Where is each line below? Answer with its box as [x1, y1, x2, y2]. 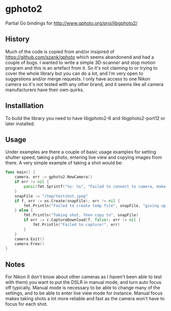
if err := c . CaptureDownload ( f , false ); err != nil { [24, 217, 141, 223]
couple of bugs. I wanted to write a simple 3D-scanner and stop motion [5, 59, 156, 66]
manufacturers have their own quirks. [5, 87, 84, 93]
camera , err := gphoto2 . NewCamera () [14, 175, 93, 180]
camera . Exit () [14, 236, 45, 241]
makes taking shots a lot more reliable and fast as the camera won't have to [5, 296, 165, 302]
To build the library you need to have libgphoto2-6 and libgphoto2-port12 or [5, 115, 165, 121]
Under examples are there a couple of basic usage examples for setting [5, 149, 156, 155]
